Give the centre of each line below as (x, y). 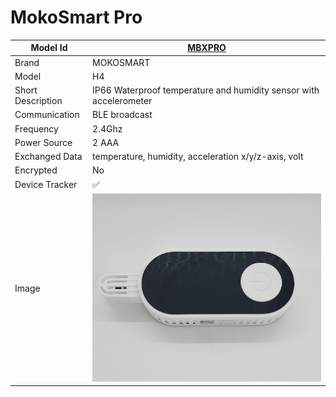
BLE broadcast (122, 115)
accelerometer (122, 101)
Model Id (49, 48)
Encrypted (36, 170)
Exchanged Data (48, 157)
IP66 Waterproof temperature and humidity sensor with (206, 90)
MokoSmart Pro (76, 17)
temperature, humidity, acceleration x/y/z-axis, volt (198, 157)
